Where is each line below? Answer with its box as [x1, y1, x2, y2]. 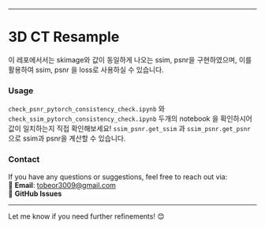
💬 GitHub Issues [8, 189, 62, 198]
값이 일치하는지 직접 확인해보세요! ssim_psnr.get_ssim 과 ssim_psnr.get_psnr [8, 124, 251, 133]
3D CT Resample [8, 28, 120, 46]
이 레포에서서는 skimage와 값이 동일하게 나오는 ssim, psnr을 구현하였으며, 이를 [8, 54, 252, 64]
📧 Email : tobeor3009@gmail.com [8, 180, 117, 190]
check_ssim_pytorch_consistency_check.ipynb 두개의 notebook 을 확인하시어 [8, 114, 252, 123]
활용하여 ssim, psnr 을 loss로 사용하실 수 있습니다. [8, 65, 164, 74]
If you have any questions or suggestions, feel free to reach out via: [8, 171, 228, 182]
